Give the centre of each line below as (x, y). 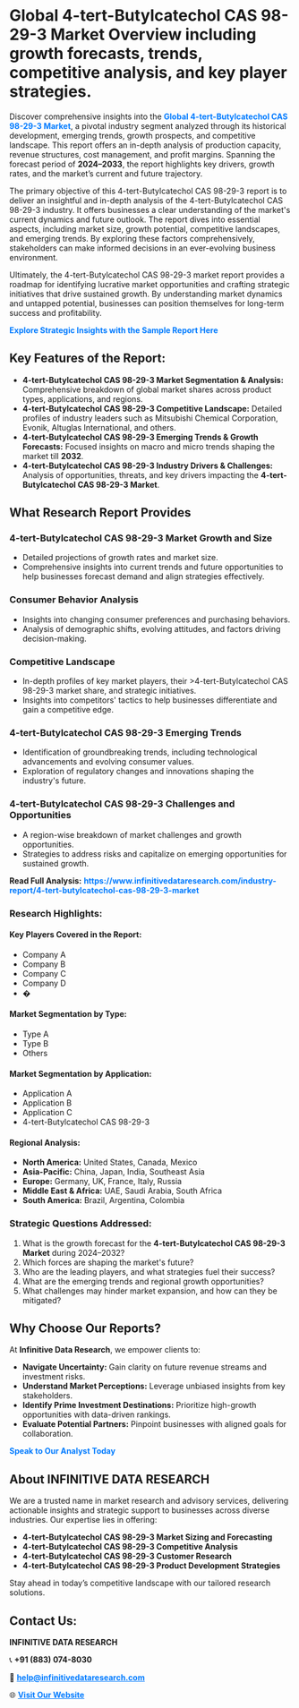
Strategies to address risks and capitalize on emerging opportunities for (154, 854)
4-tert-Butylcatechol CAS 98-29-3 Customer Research (127, 1556)
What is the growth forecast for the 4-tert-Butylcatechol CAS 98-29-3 (154, 1243)
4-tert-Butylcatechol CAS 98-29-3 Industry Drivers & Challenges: (147, 465)
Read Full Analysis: (46, 880)
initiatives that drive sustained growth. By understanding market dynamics (146, 294)
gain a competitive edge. (68, 710)
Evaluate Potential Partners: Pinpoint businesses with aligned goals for (154, 1424)
